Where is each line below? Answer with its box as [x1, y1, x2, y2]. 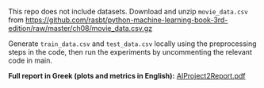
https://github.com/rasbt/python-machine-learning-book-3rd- [25, 15, 228, 25]
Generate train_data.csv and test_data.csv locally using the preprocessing [8, 39, 257, 48]
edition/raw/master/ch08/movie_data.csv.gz [8, 24, 153, 33]
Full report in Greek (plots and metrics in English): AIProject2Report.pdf [8, 71, 246, 80]
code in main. [8, 55, 53, 65]
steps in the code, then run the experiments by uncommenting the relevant [8, 48, 252, 56]
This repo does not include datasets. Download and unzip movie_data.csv [8, 7, 248, 16]
